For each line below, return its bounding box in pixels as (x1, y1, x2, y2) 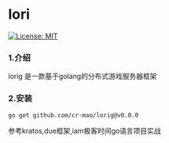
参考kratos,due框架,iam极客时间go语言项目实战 (8, 126, 161, 135)
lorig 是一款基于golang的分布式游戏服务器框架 (8, 72, 157, 81)
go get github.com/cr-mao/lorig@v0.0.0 (8, 111, 139, 119)
